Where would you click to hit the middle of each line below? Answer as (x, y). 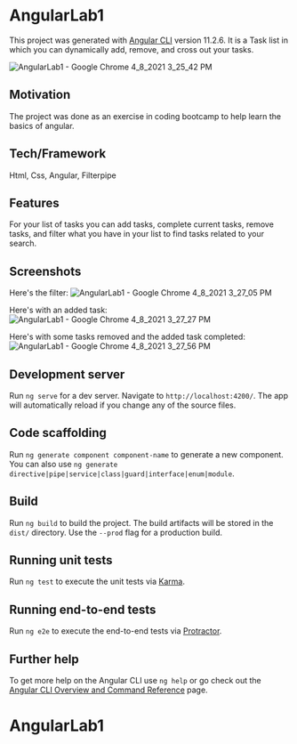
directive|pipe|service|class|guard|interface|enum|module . (122, 473)
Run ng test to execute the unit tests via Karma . (97, 582)
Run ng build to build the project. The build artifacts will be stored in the (141, 522)
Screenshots (45, 271)
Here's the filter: (39, 293)
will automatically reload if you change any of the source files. (123, 405)
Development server (67, 374)
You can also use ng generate (64, 464)
